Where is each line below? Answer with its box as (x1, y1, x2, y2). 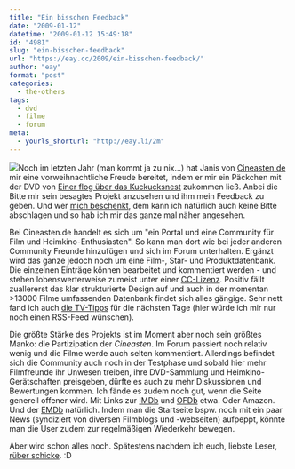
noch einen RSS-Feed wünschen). (9, 312, 135, 322)
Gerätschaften (9, 376, 62, 386)
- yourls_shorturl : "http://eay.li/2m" (17, 137, 165, 146)
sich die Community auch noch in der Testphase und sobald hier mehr (9, 357, 267, 368)
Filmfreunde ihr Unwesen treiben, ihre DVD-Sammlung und (9, 366, 225, 378)
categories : (9, 79, 53, 88)
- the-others (17, 87, 66, 96)
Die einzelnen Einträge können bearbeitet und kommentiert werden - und (9, 264, 277, 275)
